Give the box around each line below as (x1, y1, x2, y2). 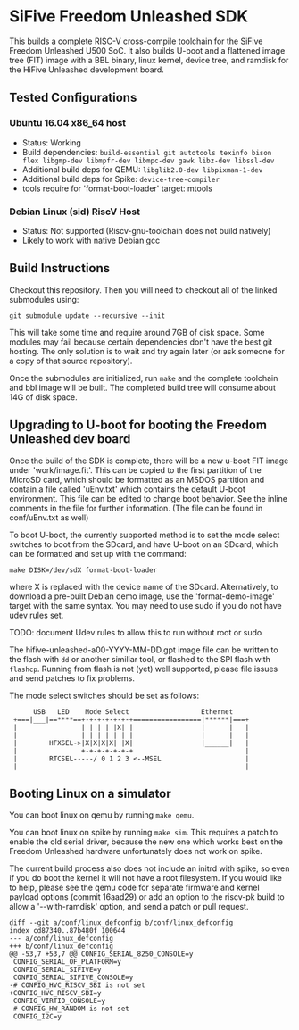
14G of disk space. (9, 391, 78, 403)
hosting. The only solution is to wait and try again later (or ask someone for (9, 345, 286, 356)
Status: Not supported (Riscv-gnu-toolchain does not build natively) (21, 225, 271, 236)
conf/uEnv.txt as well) (9, 511, 89, 523)
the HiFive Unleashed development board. (9, 64, 165, 75)
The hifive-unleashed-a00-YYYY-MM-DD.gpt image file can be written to (9, 644, 278, 655)
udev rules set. (9, 610, 64, 620)
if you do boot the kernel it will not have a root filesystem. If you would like (9, 873, 283, 884)
